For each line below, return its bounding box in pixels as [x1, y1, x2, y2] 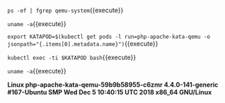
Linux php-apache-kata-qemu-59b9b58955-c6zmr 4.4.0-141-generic [7, 80, 219, 89]
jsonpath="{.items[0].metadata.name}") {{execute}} [7, 40, 158, 48]
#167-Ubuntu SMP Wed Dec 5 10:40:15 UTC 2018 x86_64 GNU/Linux [7, 88, 212, 96]
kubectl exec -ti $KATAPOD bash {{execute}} [7, 53, 137, 61]
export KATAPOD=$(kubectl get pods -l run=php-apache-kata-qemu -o [7, 33, 211, 40]
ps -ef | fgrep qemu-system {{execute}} [7, 6, 124, 14]
